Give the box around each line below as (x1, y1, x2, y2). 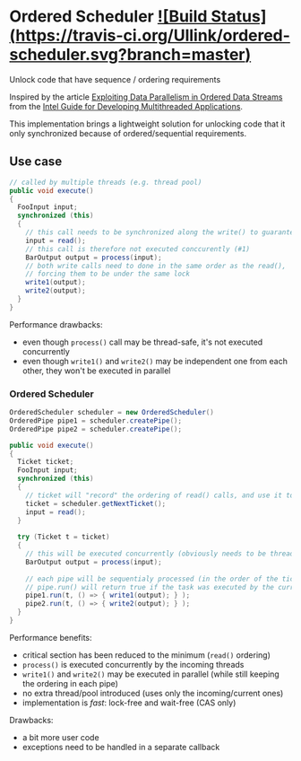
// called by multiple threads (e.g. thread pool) (9, 178, 202, 187)
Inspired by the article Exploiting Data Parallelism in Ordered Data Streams (9, 92, 283, 102)
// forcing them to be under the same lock (25, 269, 191, 279)
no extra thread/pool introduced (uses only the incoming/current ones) (21, 687, 284, 698)
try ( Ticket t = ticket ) (17, 532, 110, 542)
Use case (9, 154, 63, 170)
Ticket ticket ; (17, 458, 74, 467)
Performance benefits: (9, 632, 92, 643)
